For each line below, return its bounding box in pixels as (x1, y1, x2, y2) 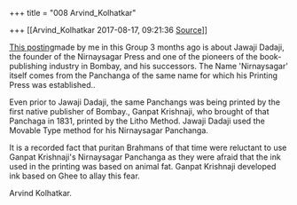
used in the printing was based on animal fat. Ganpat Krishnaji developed (9, 162, 277, 171)
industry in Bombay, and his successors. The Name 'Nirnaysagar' (49, 61, 288, 71)
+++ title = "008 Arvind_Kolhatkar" (9, 8, 137, 18)
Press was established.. (9, 80, 96, 90)
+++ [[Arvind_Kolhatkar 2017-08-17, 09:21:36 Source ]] (9, 25, 208, 35)
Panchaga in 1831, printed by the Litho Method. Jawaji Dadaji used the (9, 115, 266, 126)
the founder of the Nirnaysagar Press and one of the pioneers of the (9, 51, 259, 61)
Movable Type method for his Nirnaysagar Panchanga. (9, 125, 208, 136)
